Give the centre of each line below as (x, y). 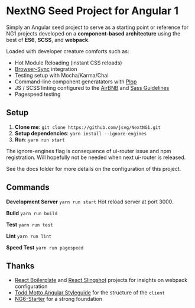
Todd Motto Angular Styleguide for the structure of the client (90, 293)
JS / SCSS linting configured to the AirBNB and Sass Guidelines (92, 87)
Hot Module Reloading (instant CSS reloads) (68, 63)
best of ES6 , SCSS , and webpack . (48, 40)
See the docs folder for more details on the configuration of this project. (94, 168)
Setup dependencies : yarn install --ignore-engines (81, 133)
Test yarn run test (30, 224)
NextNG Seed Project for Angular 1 (92, 11)
